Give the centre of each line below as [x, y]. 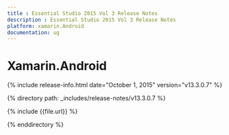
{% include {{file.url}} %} [43, 111]
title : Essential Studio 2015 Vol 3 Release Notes [82, 13]
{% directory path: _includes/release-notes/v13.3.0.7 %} [86, 98]
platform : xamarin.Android [46, 26]
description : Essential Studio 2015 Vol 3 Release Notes [92, 20]
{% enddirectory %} [35, 125]
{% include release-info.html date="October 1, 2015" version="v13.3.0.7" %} [115, 85]
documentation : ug [33, 32]
